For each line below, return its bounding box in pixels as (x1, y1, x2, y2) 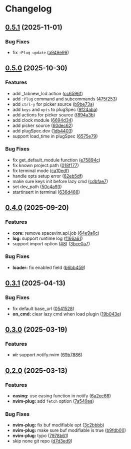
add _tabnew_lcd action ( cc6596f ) (12, 90, 83, 96)
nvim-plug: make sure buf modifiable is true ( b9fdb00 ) (12, 427, 126, 433)
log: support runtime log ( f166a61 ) (12, 235, 83, 241)
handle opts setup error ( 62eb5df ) (12, 173, 83, 179)
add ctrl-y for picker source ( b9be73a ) (12, 101, 94, 107)
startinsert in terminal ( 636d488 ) (12, 189, 80, 195)
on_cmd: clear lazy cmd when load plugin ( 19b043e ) (12, 311, 121, 317)
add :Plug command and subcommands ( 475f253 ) (12, 96, 117, 102)
